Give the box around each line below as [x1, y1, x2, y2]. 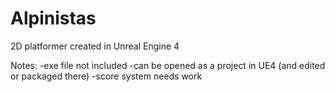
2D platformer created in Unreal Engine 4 [10, 40, 180, 52]
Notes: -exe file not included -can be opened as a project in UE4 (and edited [10, 59, 326, 71]
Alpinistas [10, 7, 97, 30]
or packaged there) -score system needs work [10, 70, 203, 82]
